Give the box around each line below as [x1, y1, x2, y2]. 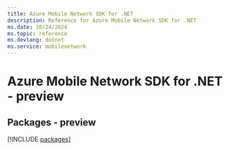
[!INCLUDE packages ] [7, 135, 71, 143]
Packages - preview [7, 116, 96, 128]
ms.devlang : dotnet [7, 37, 65, 44]
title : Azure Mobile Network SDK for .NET [7, 10, 134, 18]
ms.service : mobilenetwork [7, 43, 87, 50]
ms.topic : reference [7, 30, 68, 37]
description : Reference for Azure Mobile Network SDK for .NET [7, 17, 197, 24]
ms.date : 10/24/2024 [7, 23, 68, 30]
